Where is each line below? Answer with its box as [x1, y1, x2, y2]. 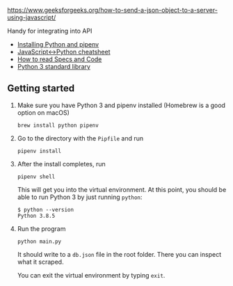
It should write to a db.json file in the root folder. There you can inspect [17, 250, 221, 258]
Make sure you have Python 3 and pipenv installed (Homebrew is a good [17, 101, 226, 109]
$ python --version [17, 206, 74, 213]
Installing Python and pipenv [17, 40, 99, 48]
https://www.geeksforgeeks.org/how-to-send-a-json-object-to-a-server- [7, 6, 218, 14]
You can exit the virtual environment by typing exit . [17, 271, 166, 279]
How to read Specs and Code [17, 55, 102, 63]
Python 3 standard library [17, 63, 90, 70]
